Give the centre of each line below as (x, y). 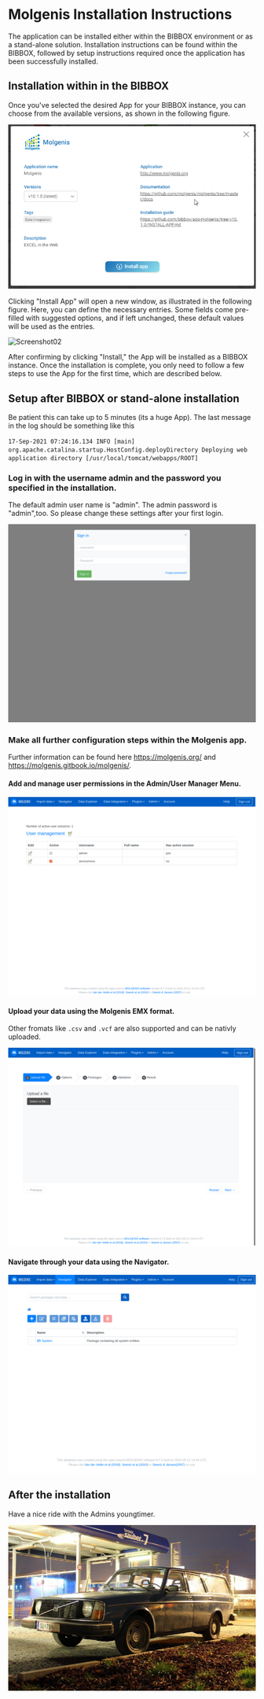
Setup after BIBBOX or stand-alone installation (124, 398)
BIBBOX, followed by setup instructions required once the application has (126, 53)
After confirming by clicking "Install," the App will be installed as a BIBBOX (128, 357)
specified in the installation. (62, 488)
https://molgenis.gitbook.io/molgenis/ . (70, 765)
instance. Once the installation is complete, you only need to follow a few (126, 365)
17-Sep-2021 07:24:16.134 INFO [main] (71, 442)
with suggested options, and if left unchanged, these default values (135, 318)
